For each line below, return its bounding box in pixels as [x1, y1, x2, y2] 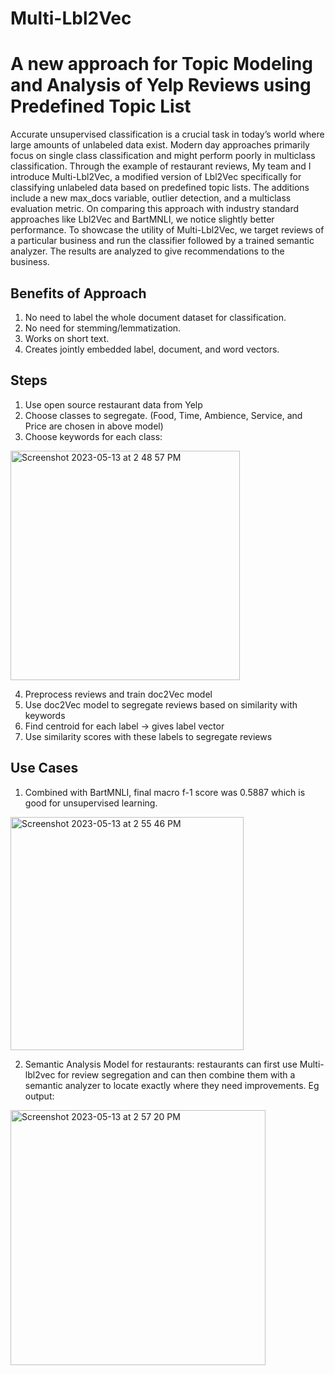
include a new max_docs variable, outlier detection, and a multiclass [10, 192, 292, 204]
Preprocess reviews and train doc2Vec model [24, 688, 213, 700]
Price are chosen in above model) [24, 420, 164, 432]
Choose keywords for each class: [24, 430, 163, 442]
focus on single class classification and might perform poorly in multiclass [10, 150, 316, 162]
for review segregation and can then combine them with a [57, 1068, 296, 1081]
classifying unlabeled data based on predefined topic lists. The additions [10, 182, 310, 194]
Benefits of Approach [10, 285, 147, 302]
